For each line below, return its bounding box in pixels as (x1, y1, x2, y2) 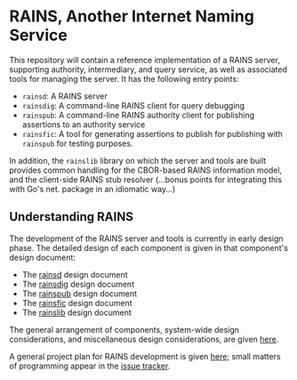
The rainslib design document (21, 307, 132, 318)
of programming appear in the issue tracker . (9, 360, 171, 371)
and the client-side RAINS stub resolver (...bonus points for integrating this (9, 174, 283, 184)
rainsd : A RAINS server (21, 91, 108, 101)
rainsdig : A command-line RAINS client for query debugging (21, 100, 245, 110)
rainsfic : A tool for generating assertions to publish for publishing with (21, 128, 283, 139)
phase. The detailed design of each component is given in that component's (9, 242, 289, 253)
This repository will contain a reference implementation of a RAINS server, (9, 54, 280, 65)
